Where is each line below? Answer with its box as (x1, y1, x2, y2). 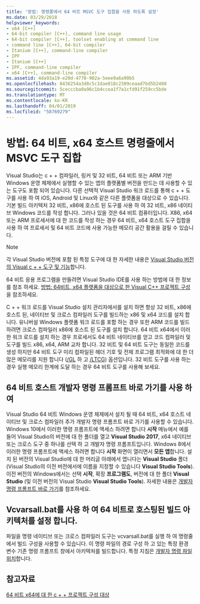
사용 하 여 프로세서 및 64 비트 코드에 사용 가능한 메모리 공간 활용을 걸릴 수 (6, 224, 178, 232)
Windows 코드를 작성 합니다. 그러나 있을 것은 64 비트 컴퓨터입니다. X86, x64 (12, 209, 193, 217)
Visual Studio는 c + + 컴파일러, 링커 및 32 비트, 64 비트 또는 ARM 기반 (6, 172, 173, 179)
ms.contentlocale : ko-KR (6, 97, 68, 103)
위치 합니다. (6, 554, 32, 562)
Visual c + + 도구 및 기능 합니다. (12, 263, 87, 270)
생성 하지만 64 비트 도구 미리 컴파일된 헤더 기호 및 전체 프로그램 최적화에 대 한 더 (6, 349, 194, 356)
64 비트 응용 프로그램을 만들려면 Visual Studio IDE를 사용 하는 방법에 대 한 (6, 276, 180, 283)
